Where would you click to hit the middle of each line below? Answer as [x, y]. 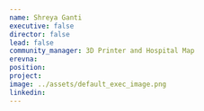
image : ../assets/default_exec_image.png [88, 84]
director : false [40, 34]
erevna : [24, 59]
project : [26, 76]
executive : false [42, 26]
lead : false [31, 43]
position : [28, 68]
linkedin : [28, 92]
